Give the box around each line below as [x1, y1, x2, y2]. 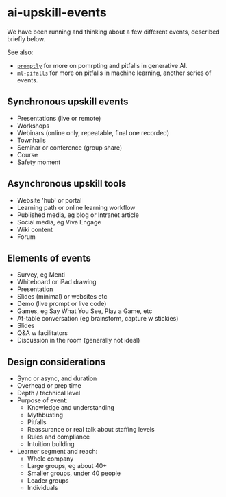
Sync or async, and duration [16, 374, 97, 382]
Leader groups [27, 476, 69, 485]
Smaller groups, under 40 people [27, 469, 121, 478]
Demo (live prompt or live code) [16, 300, 107, 308]
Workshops [16, 122, 50, 130]
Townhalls [16, 136, 46, 144]
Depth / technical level [16, 389, 81, 397]
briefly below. [7, 34, 46, 43]
